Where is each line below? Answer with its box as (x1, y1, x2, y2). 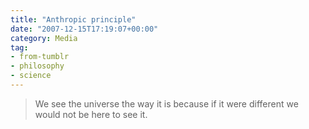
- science (10, 71, 52, 81)
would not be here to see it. (34, 108, 148, 120)
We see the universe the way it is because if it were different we (34, 97, 299, 110)
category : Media (10, 33, 78, 43)
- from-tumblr (10, 52, 70, 62)
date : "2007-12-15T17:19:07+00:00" (10, 24, 159, 34)
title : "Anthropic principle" (10, 14, 137, 25)
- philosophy (10, 61, 65, 71)
